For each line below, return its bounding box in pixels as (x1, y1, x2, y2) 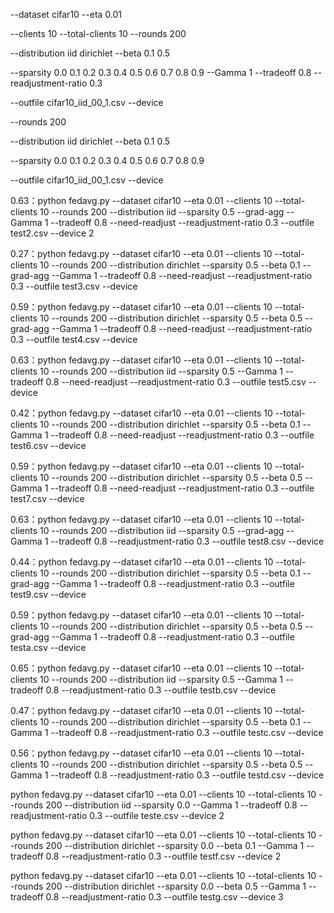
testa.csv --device (10, 642, 87, 653)
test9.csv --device (10, 589, 87, 600)
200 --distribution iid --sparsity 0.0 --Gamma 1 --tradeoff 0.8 (45, 799, 298, 811)
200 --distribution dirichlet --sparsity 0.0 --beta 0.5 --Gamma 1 (45, 880, 307, 892)
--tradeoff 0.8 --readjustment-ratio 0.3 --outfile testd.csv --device (50, 769, 325, 781)
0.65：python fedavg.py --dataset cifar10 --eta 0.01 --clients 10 (10, 662, 273, 674)
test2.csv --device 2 (10, 227, 95, 239)
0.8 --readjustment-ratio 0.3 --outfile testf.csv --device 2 (45, 850, 282, 862)
